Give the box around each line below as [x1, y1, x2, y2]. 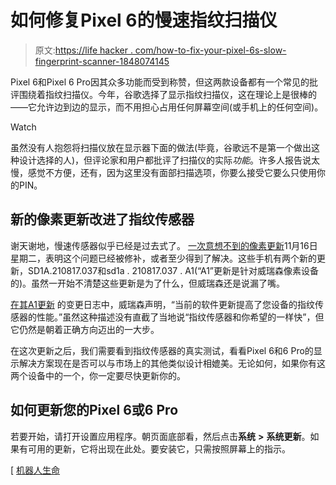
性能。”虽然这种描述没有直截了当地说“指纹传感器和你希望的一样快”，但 [36, 311, 325, 323]
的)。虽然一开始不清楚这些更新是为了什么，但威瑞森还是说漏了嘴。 [10, 277, 286, 289]
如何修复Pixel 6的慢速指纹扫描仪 [10, 9, 278, 32]
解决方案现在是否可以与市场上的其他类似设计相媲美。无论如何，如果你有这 [18, 357, 326, 369]
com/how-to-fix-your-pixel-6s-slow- [134, 44, 287, 56]
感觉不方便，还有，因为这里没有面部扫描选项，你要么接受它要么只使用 [27, 166, 317, 178]
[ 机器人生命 [10, 464, 61, 476]
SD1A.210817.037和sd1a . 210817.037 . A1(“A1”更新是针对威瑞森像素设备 [27, 264, 320, 276]
